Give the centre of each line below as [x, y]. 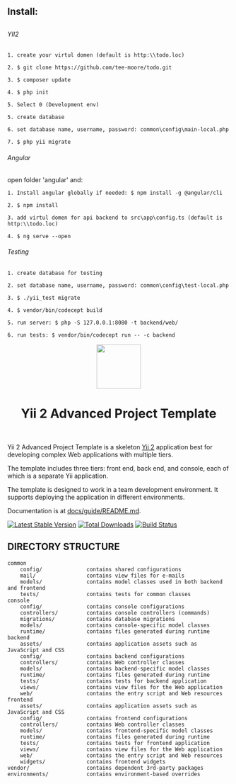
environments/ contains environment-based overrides [104, 774]
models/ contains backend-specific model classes [115, 668]
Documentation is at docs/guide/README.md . [74, 510]
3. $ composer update [39, 80]
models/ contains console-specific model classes [115, 625]
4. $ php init [28, 93]
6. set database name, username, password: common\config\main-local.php [118, 130]
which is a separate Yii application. [58, 476]
